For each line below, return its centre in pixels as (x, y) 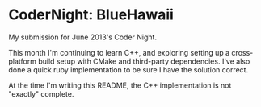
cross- (242, 52)
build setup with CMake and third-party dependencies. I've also (144, 61)
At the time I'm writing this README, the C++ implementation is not (120, 85)
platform (22, 61)
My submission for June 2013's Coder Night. (83, 37)
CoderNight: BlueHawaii (91, 15)
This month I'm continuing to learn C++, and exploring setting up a (119, 52)
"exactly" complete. (41, 93)
